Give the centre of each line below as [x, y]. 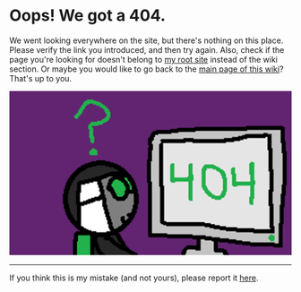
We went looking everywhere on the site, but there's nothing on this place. [146, 40]
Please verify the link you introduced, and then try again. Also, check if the [147, 49]
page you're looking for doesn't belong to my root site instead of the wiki [143, 59]
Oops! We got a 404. [87, 16]
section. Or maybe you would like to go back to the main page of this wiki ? [146, 69]
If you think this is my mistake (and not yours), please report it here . [134, 278]
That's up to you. [41, 78]
